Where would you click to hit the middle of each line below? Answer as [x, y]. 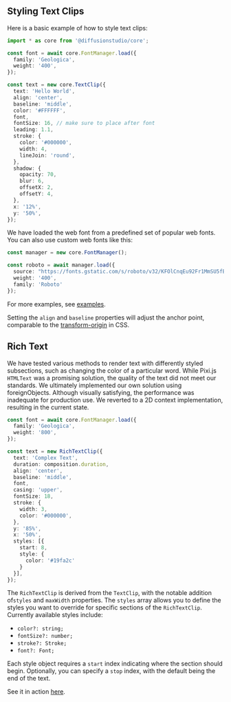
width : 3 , [34, 509]
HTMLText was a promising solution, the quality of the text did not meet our [112, 378]
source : [24, 272]
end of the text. [29, 679]
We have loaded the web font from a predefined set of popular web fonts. [111, 233]
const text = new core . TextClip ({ [57, 85]
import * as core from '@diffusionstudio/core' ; [78, 41]
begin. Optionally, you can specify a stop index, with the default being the [111, 671]
